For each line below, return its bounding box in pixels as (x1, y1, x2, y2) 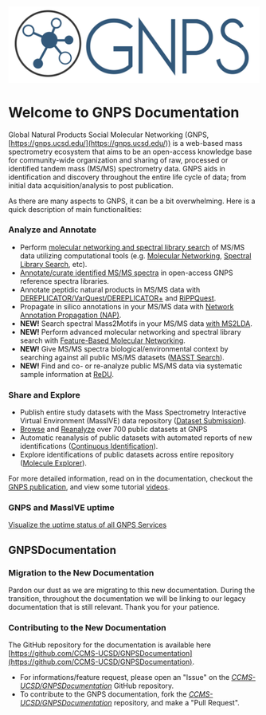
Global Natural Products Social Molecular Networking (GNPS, (8, 130, 209, 139)
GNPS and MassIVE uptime (8, 502, 115, 513)
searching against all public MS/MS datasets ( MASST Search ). (19, 352, 225, 362)
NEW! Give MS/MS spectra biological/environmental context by (19, 344, 229, 353)
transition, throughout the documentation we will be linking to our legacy (8, 594, 246, 603)
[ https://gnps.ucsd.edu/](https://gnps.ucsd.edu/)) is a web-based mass (8, 138, 243, 147)
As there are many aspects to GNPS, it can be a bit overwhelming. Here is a (8, 196, 256, 206)
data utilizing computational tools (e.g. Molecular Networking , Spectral (19, 250, 252, 261)
